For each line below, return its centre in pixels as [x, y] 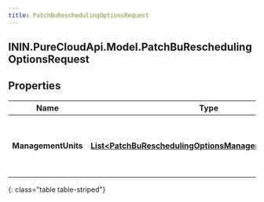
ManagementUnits [48, 146]
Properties [35, 86]
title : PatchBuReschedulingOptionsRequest [79, 15]
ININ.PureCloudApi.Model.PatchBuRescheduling [130, 47]
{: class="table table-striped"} [57, 189]
